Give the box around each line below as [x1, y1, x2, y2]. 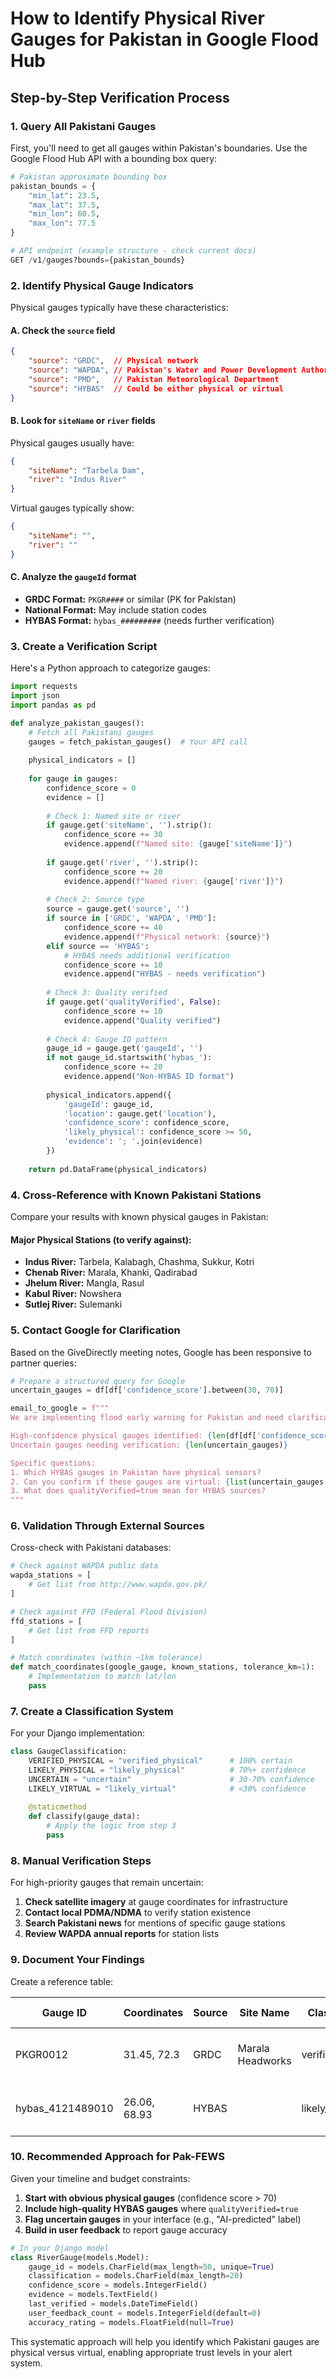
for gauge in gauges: [28, 774, 118, 784]
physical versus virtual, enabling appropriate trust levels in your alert [10, 2346, 293, 2358]
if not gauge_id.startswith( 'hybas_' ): [46, 1053, 213, 1063]
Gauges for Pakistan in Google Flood [10, 28, 320, 51]
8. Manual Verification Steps [10, 1853, 152, 1867]
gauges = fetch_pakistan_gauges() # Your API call [28, 737, 248, 747]
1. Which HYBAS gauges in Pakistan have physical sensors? [10, 1467, 262, 1477]
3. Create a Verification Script [10, 639, 158, 653]
